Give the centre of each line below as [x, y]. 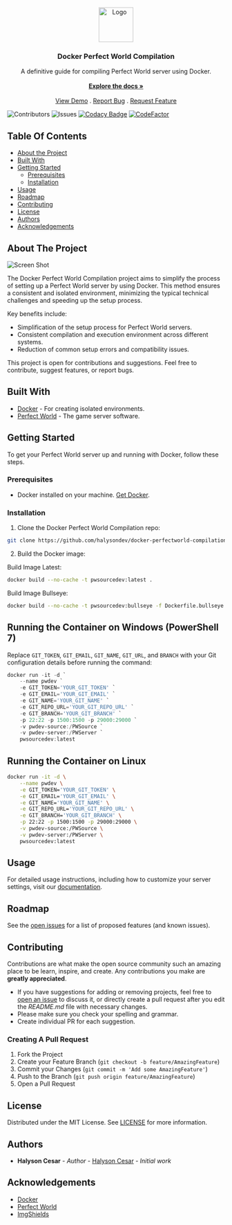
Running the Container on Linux [77, 761]
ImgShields [33, 1214]
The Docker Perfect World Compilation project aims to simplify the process [114, 278]
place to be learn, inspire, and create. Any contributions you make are [106, 971]
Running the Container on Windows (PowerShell [113, 627]
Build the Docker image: [51, 554]
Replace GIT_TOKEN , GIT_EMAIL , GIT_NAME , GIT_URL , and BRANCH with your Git [112, 655]
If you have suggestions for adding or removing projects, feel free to [114, 992]
